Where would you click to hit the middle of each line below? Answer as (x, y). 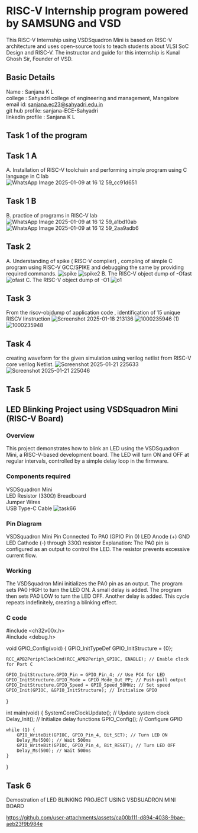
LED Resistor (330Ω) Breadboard (46, 495)
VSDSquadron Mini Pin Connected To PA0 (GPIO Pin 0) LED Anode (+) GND (98, 536)
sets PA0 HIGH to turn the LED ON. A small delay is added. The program (94, 590)
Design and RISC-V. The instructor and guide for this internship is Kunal (93, 52)
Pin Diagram (24, 524)
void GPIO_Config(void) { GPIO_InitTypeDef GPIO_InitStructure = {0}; (90, 648)
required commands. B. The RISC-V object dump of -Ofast (99, 273)
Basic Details (30, 77)
